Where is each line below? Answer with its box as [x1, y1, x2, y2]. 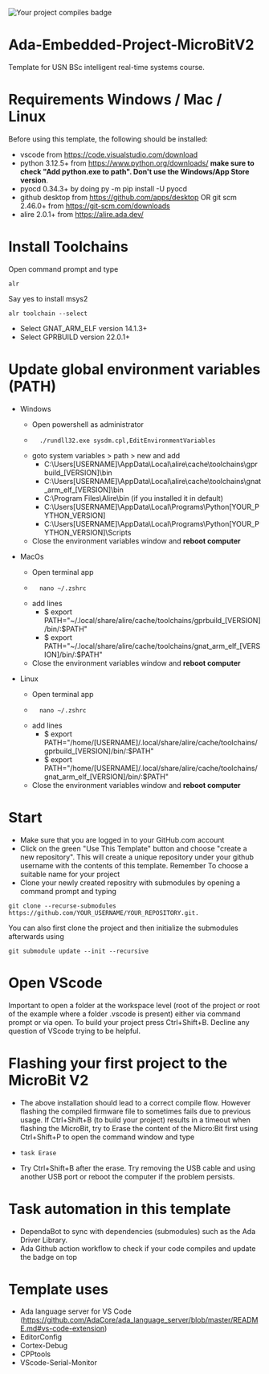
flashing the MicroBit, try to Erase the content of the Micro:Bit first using [19, 1123, 259, 1133]
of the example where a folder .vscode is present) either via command [8, 1009, 241, 1019]
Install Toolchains [8, 238, 128, 256]
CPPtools [19, 1349, 51, 1359]
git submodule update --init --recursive [8, 947, 149, 955]
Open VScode [8, 974, 103, 992]
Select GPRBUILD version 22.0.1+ [19, 332, 131, 342]
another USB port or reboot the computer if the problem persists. [19, 1171, 235, 1181]
